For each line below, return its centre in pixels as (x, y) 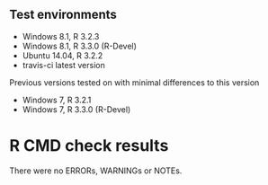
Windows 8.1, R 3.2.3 (61, 36)
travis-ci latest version (63, 65)
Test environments (63, 15)
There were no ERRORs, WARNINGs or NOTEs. (96, 171)
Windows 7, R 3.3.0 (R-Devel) (76, 109)
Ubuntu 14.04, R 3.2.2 (63, 55)
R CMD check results (89, 145)
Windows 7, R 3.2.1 (57, 100)
